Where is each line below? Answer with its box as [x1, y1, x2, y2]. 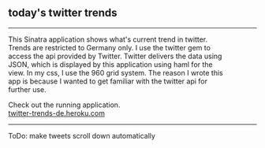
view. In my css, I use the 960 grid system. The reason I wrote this [8, 68, 223, 77]
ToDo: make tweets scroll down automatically [8, 131, 156, 140]
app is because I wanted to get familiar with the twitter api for [8, 76, 207, 86]
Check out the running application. [8, 100, 121, 109]
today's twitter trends [8, 6, 118, 20]
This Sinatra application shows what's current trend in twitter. [8, 35, 208, 44]
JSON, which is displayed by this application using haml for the [8, 59, 213, 69]
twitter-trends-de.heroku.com [8, 108, 105, 117]
